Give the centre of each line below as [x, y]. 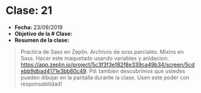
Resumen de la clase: [42, 40]
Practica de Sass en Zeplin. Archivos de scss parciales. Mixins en [102, 51]
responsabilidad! [41, 84]
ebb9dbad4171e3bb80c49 [53, 71]
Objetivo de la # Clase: [43, 33]
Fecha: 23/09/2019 [38, 27]
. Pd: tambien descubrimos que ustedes [136, 71]
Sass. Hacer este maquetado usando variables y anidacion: [94, 58]
